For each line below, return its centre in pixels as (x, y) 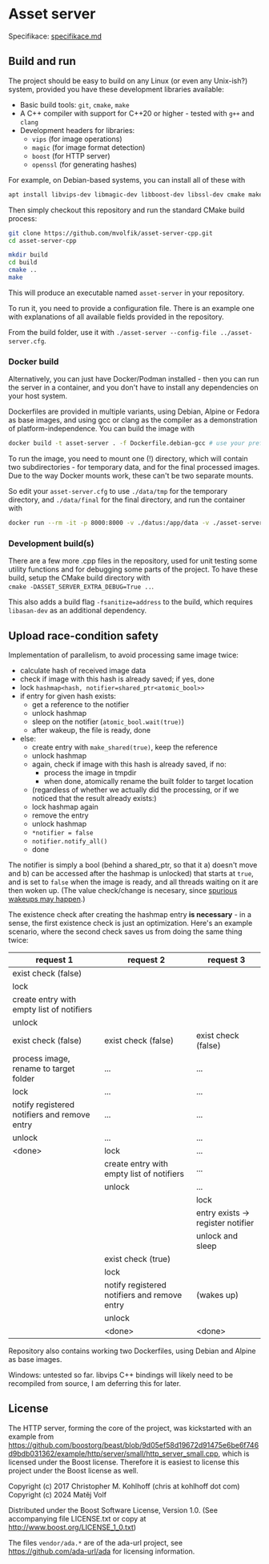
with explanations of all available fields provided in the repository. (116, 317)
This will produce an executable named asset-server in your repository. (126, 293)
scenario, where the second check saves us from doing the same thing (125, 932)
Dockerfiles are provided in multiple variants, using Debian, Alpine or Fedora (134, 412)
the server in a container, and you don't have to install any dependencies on (133, 388)
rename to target (44, 1069)
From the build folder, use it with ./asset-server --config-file (113, 332)
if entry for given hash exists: (68, 696)
